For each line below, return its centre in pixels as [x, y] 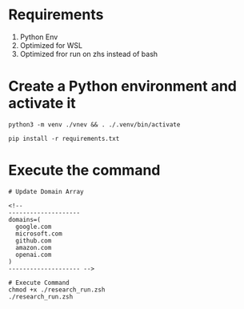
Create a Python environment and [123, 86]
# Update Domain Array [46, 191]
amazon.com [34, 247]
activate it [42, 104]
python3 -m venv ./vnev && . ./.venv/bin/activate [94, 124]
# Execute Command [39, 283]
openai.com [34, 255]
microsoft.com [39, 234]
